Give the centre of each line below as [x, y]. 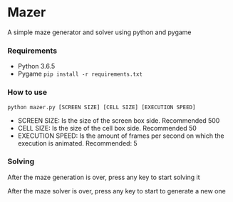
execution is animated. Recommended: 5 [77, 143]
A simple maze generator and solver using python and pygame [99, 32]
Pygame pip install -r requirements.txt [80, 74]
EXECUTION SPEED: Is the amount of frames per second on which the [121, 136]
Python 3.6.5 [36, 66]
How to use [27, 92]
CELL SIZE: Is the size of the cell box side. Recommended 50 [107, 128]
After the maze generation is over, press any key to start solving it [104, 177]
